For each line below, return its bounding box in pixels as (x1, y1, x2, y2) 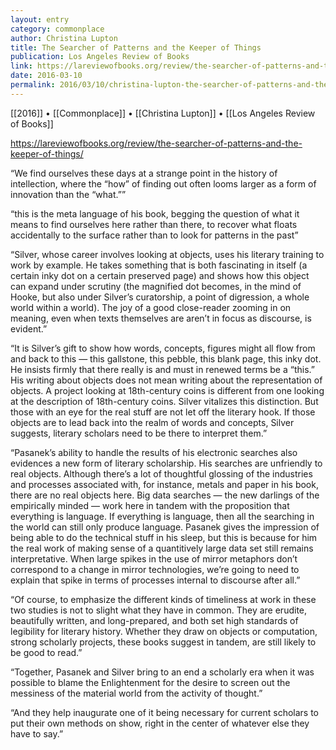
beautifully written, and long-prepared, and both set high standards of (10, 614, 299, 626)
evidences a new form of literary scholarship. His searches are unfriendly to (10, 457, 323, 469)
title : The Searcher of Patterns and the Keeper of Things (10, 42, 262, 53)
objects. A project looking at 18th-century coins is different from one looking (10, 384, 325, 396)
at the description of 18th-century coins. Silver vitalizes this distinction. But (10, 395, 319, 407)
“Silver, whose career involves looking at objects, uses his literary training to (10, 248, 325, 260)
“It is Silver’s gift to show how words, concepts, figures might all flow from (10, 342, 316, 354)
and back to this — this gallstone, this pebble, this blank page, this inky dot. (10, 352, 322, 365)
